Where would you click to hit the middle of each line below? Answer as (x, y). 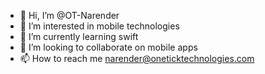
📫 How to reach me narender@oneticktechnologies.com (137, 58)
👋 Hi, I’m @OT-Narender (69, 15)
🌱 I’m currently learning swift (79, 36)
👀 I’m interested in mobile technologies (99, 26)
